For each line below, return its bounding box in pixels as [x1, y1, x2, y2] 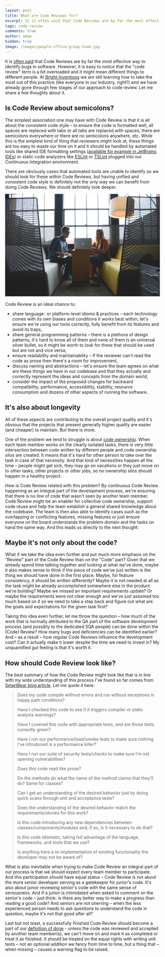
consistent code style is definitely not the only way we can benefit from [5, 179, 150, 184]
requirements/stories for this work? [17, 810, 88, 816]
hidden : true [5, 39, 32, 44]
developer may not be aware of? [17, 854, 83, 860]
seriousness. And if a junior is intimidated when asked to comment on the [5, 890, 154, 896]
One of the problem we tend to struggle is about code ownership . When [5, 436, 151, 442]
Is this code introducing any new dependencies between [17, 819, 132, 826]
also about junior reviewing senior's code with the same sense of [5, 885, 137, 891]
